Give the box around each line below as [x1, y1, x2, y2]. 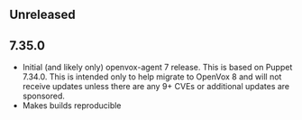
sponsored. [22, 90, 66, 102]
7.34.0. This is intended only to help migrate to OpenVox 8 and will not [22, 71, 282, 82]
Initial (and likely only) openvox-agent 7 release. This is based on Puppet [22, 62, 293, 73]
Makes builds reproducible [22, 100, 122, 111]
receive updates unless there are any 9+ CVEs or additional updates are [22, 81, 290, 92]
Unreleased [9, 7, 77, 23]
